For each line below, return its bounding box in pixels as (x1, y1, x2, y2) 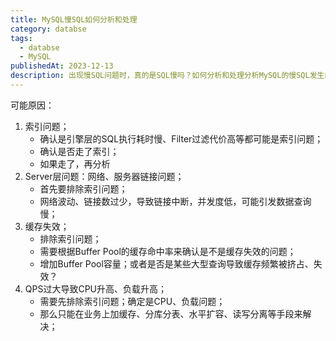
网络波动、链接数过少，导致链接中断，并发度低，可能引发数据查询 (39, 195, 312, 207)
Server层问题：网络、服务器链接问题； (24, 170, 185, 182)
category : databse (10, 24, 87, 34)
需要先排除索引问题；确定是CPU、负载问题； (39, 295, 226, 307)
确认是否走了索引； (39, 145, 120, 157)
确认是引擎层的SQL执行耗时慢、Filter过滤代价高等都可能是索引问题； (39, 132, 324, 145)
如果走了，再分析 (39, 157, 111, 170)
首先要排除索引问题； (39, 182, 128, 195)
